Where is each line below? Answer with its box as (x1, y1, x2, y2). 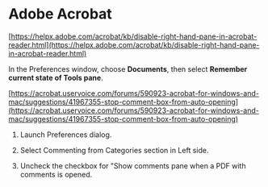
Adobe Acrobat (8, 5, 113, 23)
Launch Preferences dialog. (19, 130, 112, 139)
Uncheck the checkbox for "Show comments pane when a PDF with (19, 160, 246, 170)
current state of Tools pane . (8, 73, 103, 82)
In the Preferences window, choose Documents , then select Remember (8, 64, 248, 73)
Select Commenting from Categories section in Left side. (19, 145, 209, 155)
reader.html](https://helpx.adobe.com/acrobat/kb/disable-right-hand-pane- (8, 39, 260, 49)
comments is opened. (19, 169, 93, 179)
